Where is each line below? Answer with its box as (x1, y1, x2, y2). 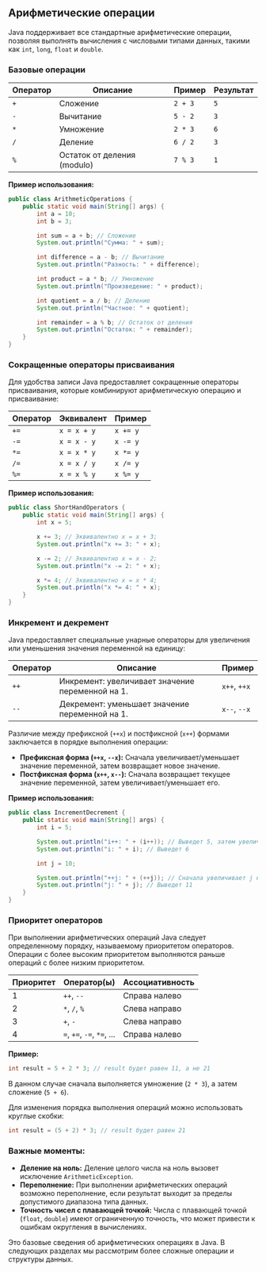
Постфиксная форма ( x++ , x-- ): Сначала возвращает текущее (19, 770, 231, 779)
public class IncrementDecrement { (8, 809, 126, 817)
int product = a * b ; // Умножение (36, 275, 154, 283)
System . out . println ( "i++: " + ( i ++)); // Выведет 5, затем (36, 837, 236, 846)
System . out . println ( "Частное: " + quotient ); (36, 304, 190, 312)
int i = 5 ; (36, 824, 73, 832)
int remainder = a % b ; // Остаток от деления (36, 318, 193, 326)
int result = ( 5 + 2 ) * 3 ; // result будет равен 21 (8, 1127, 186, 1135)
